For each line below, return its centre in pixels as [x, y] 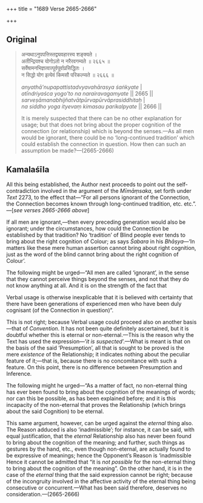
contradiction [23, 190]
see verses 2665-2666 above [51, 210]
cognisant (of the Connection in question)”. [60, 310]
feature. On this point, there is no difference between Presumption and [95, 367]
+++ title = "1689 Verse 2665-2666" [52, 9]
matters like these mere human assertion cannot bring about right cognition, [101, 248]
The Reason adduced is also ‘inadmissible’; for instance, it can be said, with [101, 429]
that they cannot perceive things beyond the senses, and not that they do [98, 279]
